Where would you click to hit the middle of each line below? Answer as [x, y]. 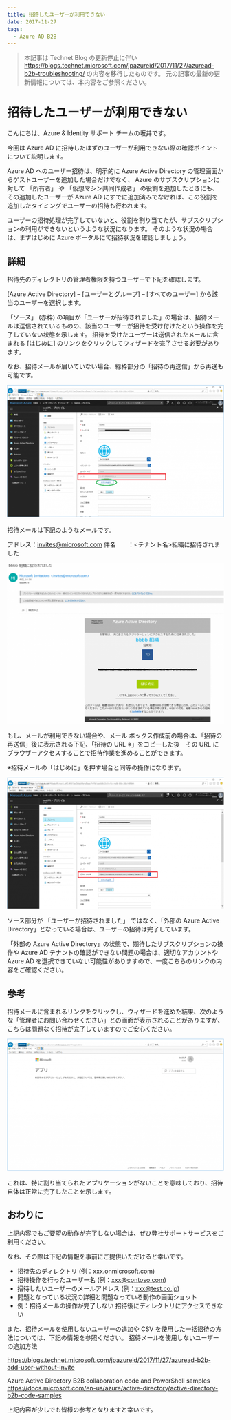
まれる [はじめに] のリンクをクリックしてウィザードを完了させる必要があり [113, 343]
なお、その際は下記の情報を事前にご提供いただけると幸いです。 [97, 1256]
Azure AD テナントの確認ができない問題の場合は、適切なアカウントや [119, 953]
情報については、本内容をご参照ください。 [90, 82]
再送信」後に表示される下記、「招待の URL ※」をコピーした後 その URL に [113, 744]
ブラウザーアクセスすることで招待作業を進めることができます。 [97, 753]
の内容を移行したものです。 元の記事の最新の [150, 74]
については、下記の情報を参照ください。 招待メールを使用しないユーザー [116, 1337]
